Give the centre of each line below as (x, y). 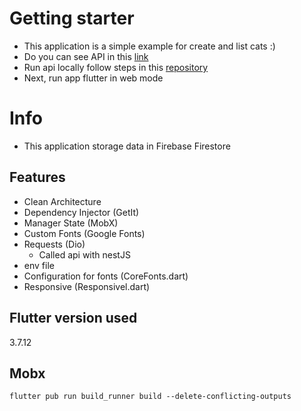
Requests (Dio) (54, 244)
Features (37, 177)
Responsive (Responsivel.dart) (87, 286)
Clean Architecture (62, 201)
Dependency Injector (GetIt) (81, 212)
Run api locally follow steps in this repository (116, 67)
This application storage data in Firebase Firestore (127, 146)
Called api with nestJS (84, 254)
